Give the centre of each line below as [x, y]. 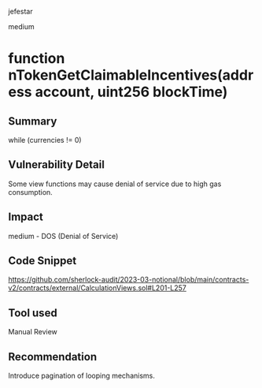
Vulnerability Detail [56, 165]
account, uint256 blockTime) [131, 92]
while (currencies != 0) [45, 140]
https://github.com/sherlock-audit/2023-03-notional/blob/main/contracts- [129, 280]
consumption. [30, 192]
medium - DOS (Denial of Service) [63, 236]
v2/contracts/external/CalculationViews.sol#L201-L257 [98, 288]
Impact [26, 217]
